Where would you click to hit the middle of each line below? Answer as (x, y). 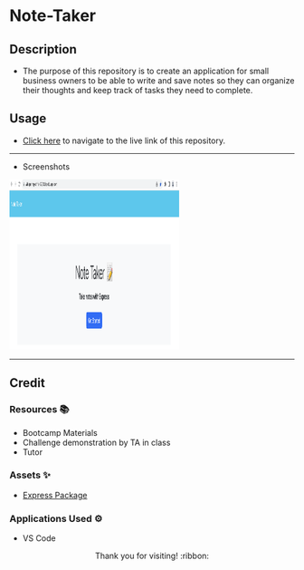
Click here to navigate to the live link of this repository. (124, 140)
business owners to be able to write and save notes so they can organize (158, 81)
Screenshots (46, 166)
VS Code (39, 538)
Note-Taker (53, 16)
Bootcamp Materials (60, 432)
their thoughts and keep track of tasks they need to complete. (138, 90)
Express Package (55, 495)
